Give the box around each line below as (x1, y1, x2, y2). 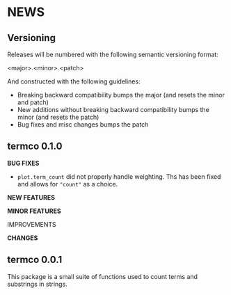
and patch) (17, 98, 49, 106)
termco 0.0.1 (7, 254, 63, 266)
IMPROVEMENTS (7, 220, 57, 228)
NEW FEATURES (7, 193, 56, 202)
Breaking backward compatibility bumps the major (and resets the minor (17, 91, 225, 99)
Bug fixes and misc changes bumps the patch (17, 120, 149, 129)
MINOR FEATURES (7, 207, 61, 215)
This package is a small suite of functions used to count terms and (7, 272, 198, 280)
